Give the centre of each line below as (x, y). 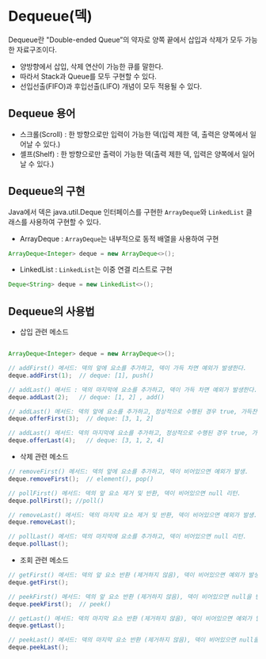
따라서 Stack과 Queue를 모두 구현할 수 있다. (88, 76)
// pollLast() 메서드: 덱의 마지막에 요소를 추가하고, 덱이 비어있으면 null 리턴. (127, 537)
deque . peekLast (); (38, 648)
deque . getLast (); (37, 626)
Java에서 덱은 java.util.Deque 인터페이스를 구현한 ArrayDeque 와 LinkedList (126, 211)
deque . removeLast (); (42, 522)
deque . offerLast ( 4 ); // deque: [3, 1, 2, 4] (86, 440)
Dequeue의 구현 (47, 191)
